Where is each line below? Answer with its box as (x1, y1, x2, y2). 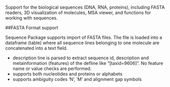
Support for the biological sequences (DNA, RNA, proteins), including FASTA (5, 5, 165, 10)
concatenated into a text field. (5, 45, 68, 51)
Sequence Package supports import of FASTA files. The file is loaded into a (5, 35, 162, 40)
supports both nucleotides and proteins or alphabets (12, 71, 123, 77)
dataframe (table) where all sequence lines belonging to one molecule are (5, 40, 160, 46)
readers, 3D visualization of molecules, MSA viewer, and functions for (5, 10, 151, 16)
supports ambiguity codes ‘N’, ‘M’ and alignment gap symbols (12, 76, 142, 82)
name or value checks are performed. (12, 65, 92, 71)
